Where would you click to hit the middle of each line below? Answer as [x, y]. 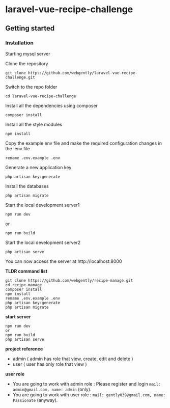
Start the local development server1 [42, 205]
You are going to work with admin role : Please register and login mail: [87, 384]
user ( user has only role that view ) [50, 364]
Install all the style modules [34, 124]
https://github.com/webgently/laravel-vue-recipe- [83, 73]
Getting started [30, 28]
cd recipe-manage [24, 285]
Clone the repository [27, 63]
